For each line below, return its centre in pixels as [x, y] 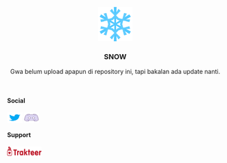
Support [19, 135]
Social [16, 100]
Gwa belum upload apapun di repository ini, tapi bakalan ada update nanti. [115, 72]
